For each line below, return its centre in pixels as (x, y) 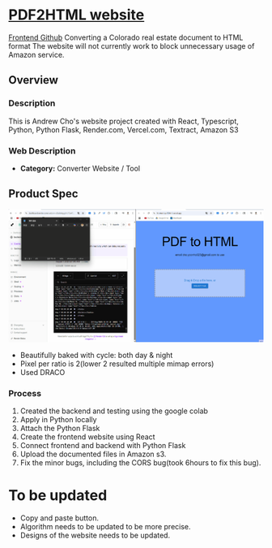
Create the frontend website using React (87, 437)
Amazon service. (36, 54)
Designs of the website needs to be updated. (95, 535)
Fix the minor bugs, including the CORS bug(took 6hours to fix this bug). (140, 463)
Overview (34, 80)
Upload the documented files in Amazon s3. (93, 454)
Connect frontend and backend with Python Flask (103, 446)
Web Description (42, 150)
